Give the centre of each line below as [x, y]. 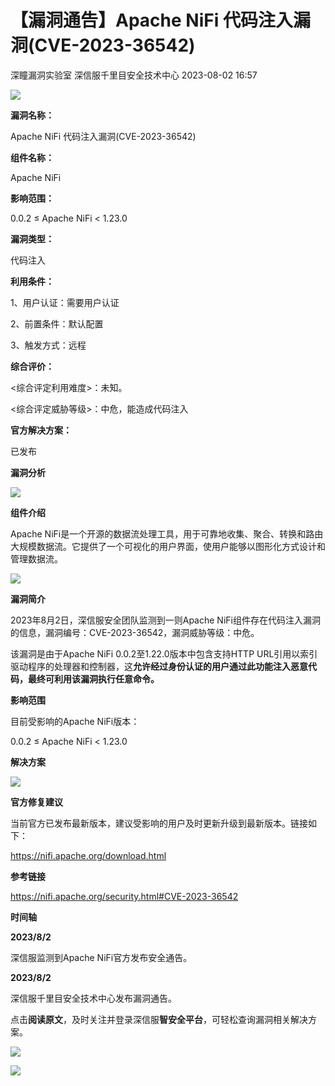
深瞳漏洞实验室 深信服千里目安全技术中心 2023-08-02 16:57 [134, 75]
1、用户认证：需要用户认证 [65, 302]
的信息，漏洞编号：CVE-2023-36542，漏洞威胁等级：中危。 [135, 632]
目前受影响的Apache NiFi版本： [75, 721]
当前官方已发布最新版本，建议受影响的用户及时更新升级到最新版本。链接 [159, 823]
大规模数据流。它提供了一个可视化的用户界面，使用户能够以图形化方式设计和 [168, 546]
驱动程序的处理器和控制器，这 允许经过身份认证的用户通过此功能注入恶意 [159, 666]
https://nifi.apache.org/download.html [88, 855]
